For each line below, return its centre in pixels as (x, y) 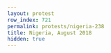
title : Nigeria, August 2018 (50, 33)
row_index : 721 (29, 20)
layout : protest (31, 13)
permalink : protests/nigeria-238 (56, 26)
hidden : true (26, 39)
